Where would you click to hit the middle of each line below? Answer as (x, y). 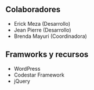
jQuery (22, 81)
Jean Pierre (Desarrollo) (42, 30)
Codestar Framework (39, 75)
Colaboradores (33, 10)
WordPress (27, 68)
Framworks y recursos (47, 55)
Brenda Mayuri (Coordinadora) (50, 36)
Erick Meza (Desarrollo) (42, 23)
